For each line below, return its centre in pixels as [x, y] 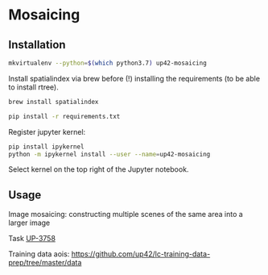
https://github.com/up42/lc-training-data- [141, 254]
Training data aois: [39, 254]
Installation [37, 45]
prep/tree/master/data [45, 263]
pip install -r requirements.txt [64, 116]
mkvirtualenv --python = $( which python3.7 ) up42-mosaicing [107, 63]
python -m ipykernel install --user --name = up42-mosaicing [109, 154]
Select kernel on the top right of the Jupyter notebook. [99, 169]
